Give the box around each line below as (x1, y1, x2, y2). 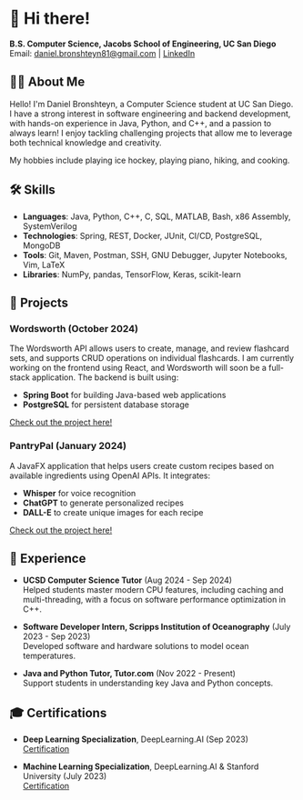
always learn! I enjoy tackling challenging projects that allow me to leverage (9, 127, 293, 138)
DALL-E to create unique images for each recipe (22, 506, 204, 517)
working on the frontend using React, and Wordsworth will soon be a (9, 363, 267, 374)
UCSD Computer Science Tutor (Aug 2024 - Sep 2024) (22, 575, 233, 585)
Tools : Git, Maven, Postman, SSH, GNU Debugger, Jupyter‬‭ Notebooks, (22, 249, 288, 260)
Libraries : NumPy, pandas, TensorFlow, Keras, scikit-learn (22, 268, 241, 280)
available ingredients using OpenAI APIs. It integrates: (9, 470, 211, 481)
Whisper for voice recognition (22, 487, 136, 498)
